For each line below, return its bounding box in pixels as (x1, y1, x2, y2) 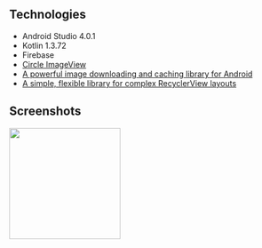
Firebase (21, 49, 55, 60)
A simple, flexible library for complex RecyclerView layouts (21, 77, 237, 88)
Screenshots (9, 104, 82, 119)
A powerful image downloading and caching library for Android (21, 68, 253, 79)
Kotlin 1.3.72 (21, 40, 67, 51)
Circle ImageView (21, 59, 87, 69)
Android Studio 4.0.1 (21, 30, 96, 41)
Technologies (9, 7, 87, 22)
